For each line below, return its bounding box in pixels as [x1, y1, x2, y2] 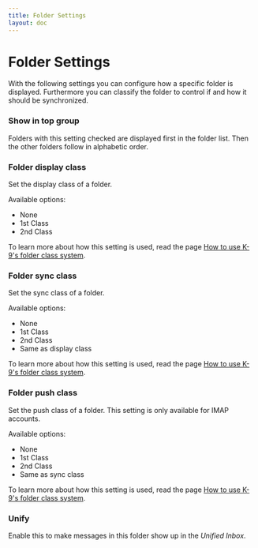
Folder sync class [8, 270, 77, 281]
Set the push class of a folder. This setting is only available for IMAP [8, 405, 229, 415]
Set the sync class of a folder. [8, 288, 105, 298]
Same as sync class [19, 469, 84, 479]
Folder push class [8, 388, 77, 399]
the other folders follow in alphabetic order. [8, 141, 148, 151]
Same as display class [19, 344, 92, 354]
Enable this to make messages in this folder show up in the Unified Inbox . [8, 531, 246, 540]
